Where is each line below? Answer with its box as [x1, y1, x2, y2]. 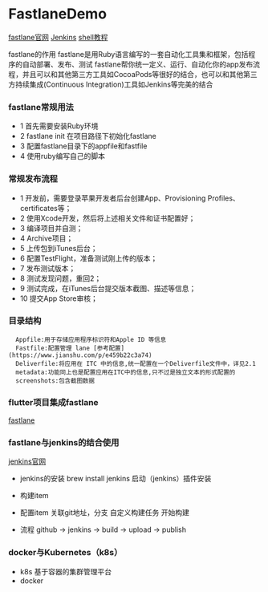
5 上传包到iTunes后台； [19, 243, 98, 253]
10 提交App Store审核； [19, 294, 99, 303]
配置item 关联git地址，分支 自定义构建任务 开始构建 [19, 508, 190, 517]
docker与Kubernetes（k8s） [8, 547, 123, 558]
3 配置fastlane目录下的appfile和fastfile [19, 141, 148, 151]
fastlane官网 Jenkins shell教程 [8, 32, 108, 42]
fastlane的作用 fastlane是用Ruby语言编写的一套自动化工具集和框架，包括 [8, 49, 249, 59]
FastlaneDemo [8, 5, 107, 23]
